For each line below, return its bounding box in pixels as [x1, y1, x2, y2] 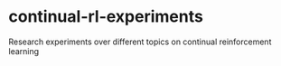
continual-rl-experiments [8, 6, 204, 27]
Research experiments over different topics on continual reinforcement [8, 36, 272, 47]
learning [8, 45, 40, 56]
